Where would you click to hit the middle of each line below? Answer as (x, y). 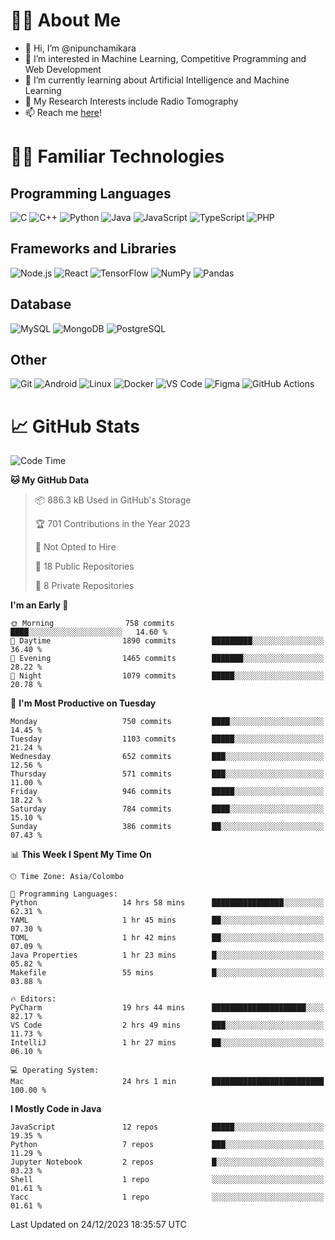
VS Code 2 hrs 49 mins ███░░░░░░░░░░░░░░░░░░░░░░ (167, 1025)
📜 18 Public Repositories (84, 566)
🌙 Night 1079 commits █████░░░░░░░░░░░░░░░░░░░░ (167, 676)
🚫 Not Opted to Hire (75, 547)
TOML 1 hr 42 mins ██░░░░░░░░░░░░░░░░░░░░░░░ (167, 938)
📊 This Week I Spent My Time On (81, 855)
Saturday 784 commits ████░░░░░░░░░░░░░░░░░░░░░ (167, 809)
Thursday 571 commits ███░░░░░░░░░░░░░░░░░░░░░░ (167, 774)
